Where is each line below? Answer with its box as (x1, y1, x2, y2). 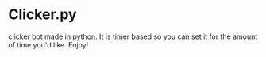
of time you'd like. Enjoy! (8, 40, 89, 49)
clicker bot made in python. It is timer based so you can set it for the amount (8, 32, 258, 41)
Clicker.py (8, 6, 77, 24)
